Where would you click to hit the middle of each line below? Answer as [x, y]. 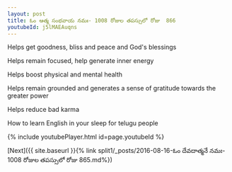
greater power [28, 96]
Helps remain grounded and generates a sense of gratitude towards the [112, 88]
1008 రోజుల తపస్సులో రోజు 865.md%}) [60, 160]
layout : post [27, 14]
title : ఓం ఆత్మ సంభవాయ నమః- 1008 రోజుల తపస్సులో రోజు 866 [92, 21]
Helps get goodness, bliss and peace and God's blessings [92, 47]
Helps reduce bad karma [43, 110]
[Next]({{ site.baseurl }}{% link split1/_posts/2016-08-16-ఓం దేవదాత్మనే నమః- [116, 151]
